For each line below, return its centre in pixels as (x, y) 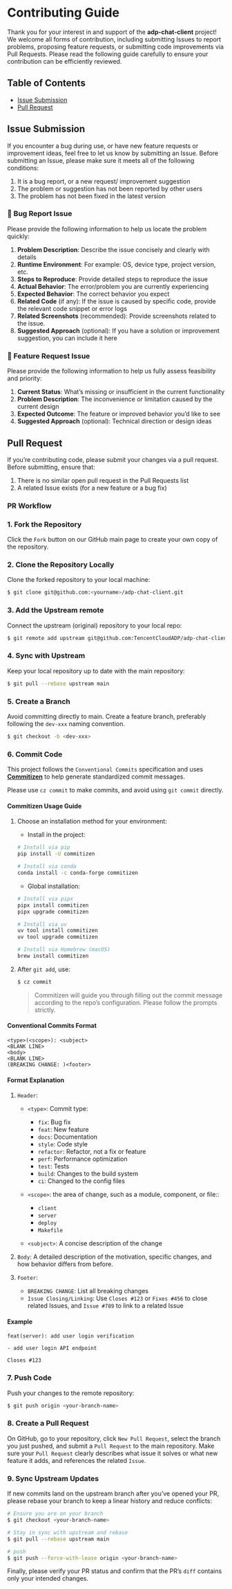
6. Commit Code (35, 754)
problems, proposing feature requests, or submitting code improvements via (116, 46)
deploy (47, 1223)
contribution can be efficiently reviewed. (65, 61)
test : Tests (54, 1166)
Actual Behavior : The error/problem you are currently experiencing (113, 286)
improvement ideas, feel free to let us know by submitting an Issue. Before (113, 153)
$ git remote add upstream (46, 638)
